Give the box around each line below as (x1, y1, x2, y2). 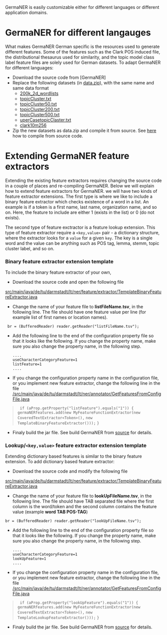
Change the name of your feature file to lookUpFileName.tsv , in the (12, 493, 152, 499)
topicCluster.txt (19, 95, 51, 101)
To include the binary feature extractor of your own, (5, 269, 111, 275)
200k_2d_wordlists (19, 90, 59, 96)
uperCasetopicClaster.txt (19, 117, 71, 123)
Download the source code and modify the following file (12, 468, 128, 474)
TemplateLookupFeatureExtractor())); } (17, 616, 100, 621)
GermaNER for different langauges (5, 27, 151, 38)
